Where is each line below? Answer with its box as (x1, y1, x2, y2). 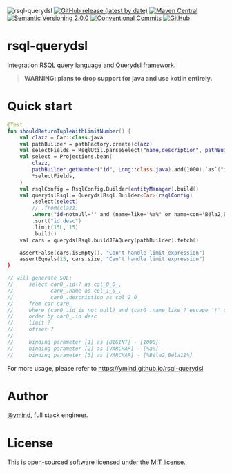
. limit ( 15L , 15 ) (32, 224, 79, 231)
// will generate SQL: (7, 275, 72, 282)
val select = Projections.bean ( (19, 153, 113, 160)
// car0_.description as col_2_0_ (7, 293, 140, 300)
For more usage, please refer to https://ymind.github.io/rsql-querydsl (7, 364, 204, 372)
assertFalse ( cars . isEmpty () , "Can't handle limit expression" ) (19, 249, 206, 256)
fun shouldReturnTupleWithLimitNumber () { (7, 128, 131, 135)
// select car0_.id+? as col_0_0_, (7, 281, 122, 288)
